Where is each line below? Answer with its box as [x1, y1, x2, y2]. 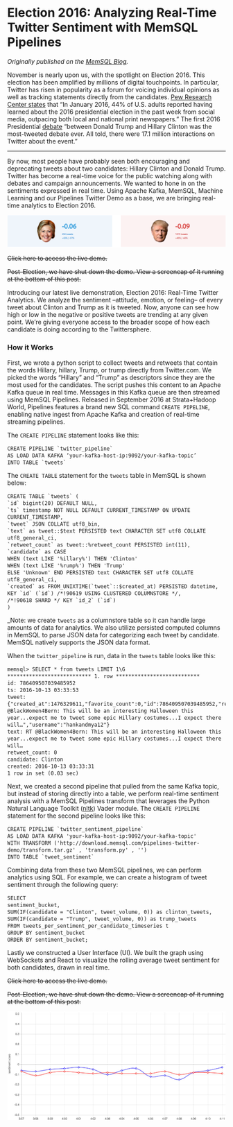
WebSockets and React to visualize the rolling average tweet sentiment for [7, 956, 220, 964]
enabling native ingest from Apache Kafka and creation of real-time [7, 410, 200, 418]
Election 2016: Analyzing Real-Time [7, 5, 217, 21]
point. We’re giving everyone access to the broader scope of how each [7, 318, 210, 327]
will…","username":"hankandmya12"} [7, 721, 110, 728]
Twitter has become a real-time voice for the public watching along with [7, 171, 213, 180]
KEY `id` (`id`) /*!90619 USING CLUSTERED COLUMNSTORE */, [7, 590, 182, 597]
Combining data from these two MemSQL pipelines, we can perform [7, 866, 202, 874]
